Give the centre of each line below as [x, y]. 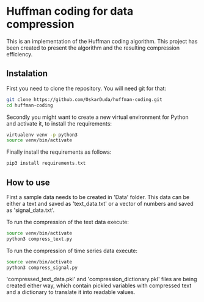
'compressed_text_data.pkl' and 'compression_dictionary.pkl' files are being [102, 279]
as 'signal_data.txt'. [31, 210]
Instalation [27, 74]
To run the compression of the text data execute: [68, 222]
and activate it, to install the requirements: [59, 123]
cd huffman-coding [30, 105]
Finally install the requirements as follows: [59, 152]
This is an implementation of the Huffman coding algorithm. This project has [102, 41]
